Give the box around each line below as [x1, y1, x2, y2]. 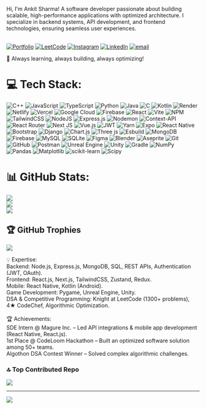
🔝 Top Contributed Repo [6, 365, 80, 373]
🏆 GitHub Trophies [6, 225, 82, 235]
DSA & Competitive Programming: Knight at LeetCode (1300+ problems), [6, 295, 190, 302]
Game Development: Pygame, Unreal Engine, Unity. [6, 288, 136, 296]
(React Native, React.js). [6, 330, 67, 337]
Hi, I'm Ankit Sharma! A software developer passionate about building [6, 6, 182, 12]
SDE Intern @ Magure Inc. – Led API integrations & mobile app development [6, 324, 197, 331]
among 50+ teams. [6, 343, 54, 351]
